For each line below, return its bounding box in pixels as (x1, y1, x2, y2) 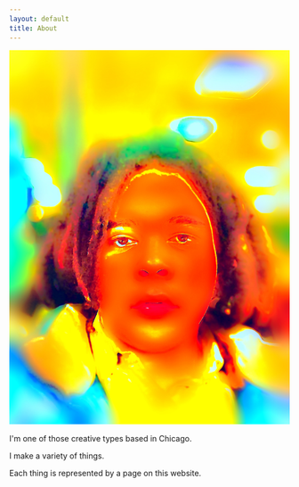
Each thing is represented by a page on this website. (9, 467, 202, 478)
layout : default (9, 14, 69, 23)
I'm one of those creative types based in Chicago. (9, 433, 192, 443)
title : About (9, 23, 58, 33)
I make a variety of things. (9, 450, 105, 461)
